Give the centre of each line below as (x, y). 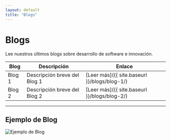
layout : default (22, 10)
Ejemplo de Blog (31, 119)
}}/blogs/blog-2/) (107, 96)
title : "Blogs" (21, 15)
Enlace (125, 67)
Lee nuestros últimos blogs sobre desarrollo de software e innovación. (79, 54)
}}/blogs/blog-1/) (107, 81)
